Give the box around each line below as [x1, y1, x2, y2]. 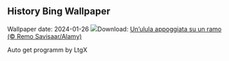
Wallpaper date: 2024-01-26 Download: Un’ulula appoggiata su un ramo [7, 24, 222, 33]
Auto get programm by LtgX [7, 45, 88, 54]
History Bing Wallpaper [7, 6, 111, 17]
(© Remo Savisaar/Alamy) [7, 32, 82, 40]
